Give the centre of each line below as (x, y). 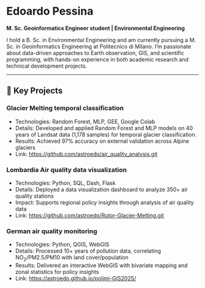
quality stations (34, 196)
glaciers (25, 147)
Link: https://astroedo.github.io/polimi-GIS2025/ (75, 278)
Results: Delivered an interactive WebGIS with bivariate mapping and (101, 265)
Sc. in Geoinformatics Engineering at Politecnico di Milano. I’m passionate (99, 46)
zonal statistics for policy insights (57, 272)
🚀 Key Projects (34, 91)
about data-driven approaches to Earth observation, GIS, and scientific (95, 52)
